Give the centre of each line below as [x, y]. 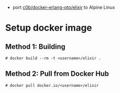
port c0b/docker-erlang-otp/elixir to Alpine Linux [64, 7]
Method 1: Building [35, 46]
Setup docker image [49, 28]
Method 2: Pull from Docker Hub [57, 74]
